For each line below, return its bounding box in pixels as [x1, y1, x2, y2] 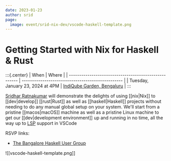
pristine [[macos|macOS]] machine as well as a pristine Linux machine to [5, 109, 159, 116]
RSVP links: [5, 130, 30, 136]
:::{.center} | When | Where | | [5, 72, 68, 78]
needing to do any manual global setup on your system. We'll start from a [5, 104, 160, 110]
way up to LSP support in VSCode [5, 120, 77, 127]
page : [5, 17, 17, 22]
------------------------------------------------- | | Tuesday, [22, 78, 149, 84]
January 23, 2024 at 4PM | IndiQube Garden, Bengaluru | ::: [5, 83, 132, 89]
